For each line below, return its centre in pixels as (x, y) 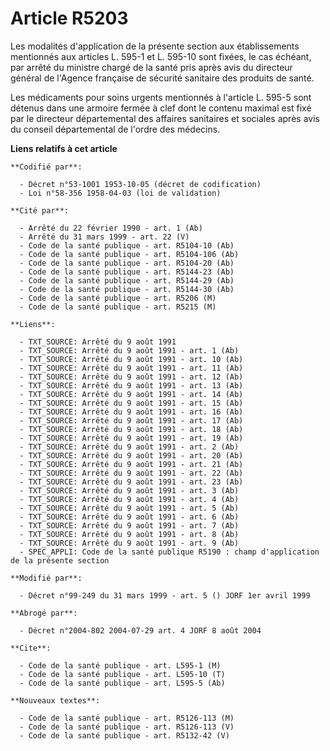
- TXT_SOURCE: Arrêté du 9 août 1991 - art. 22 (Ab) (131, 473)
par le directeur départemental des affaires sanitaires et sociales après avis (165, 118)
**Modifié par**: (46, 578)
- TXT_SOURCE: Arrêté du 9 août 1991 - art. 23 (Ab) (131, 482)
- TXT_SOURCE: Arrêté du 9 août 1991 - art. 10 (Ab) (131, 359)
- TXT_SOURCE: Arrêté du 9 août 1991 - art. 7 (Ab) (129, 525)
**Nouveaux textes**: (55, 700)
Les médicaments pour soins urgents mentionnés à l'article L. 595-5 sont (161, 97)
